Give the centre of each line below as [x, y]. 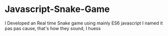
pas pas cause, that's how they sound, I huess [53, 28]
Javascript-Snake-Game [57, 9]
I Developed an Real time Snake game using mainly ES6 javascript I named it [84, 23]
